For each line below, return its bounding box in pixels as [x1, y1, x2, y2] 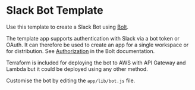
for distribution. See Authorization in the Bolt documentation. [6, 47, 155, 54]
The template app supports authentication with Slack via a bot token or [6, 35, 180, 42]
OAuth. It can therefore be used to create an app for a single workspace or [6, 41, 189, 48]
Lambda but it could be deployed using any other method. [6, 65, 149, 72]
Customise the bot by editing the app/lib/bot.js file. [6, 77, 136, 84]
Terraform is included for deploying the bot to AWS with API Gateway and [6, 59, 186, 66]
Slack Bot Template [6, 4, 103, 17]
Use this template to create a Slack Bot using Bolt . [6, 23, 129, 30]
